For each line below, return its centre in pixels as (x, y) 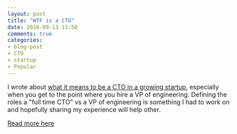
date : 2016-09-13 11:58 (43, 27)
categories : (25, 40)
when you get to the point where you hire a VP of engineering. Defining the (117, 94)
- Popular (22, 67)
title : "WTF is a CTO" (41, 21)
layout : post (27, 14)
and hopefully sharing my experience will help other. (84, 109)
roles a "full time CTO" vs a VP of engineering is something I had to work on (118, 102)
